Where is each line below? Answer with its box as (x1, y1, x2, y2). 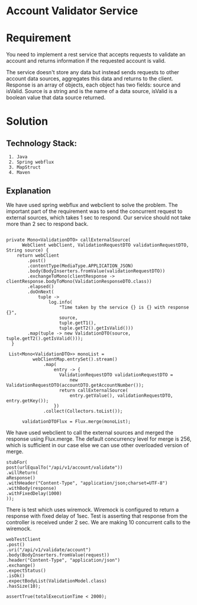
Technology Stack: (6, 138, 77, 148)
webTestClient (6, 536, 41, 542)
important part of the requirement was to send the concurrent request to (6, 208, 183, 215)
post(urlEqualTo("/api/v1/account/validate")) (6, 464, 123, 470)
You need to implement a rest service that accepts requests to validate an (6, 51, 186, 58)
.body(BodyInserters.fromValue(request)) (6, 552, 110, 558)
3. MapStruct (8, 164, 41, 170)
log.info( (48, 299, 73, 305)
